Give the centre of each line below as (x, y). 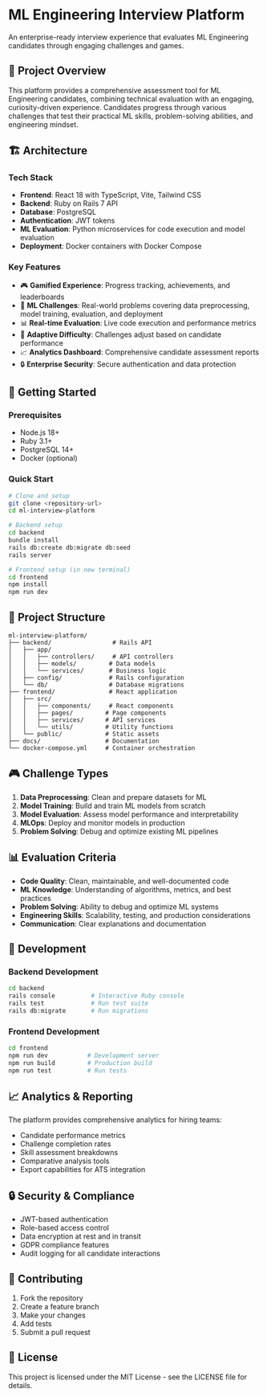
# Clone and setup (39, 496)
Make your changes (53, 1315)
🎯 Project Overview (57, 71)
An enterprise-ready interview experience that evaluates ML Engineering (128, 37)
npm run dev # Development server (84, 1056)
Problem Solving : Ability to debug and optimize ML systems (119, 907)
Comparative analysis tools (65, 1161)
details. (20, 1385)
